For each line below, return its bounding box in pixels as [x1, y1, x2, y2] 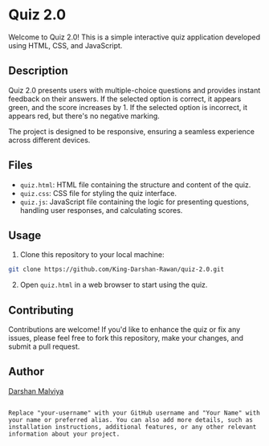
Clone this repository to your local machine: [19, 250, 165, 260]
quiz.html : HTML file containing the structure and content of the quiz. [19, 179, 251, 190]
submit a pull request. [8, 342, 80, 351]
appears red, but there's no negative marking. [8, 111, 161, 121]
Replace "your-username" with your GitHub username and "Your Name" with [8, 408, 261, 417]
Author [8, 365, 44, 378]
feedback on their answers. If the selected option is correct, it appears [8, 94, 242, 104]
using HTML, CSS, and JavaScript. [8, 40, 123, 50]
